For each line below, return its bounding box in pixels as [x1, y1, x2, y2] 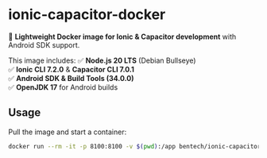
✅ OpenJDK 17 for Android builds [8, 82, 118, 92]
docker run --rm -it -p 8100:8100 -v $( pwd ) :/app [8, 142, 176, 150]
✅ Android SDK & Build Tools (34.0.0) [8, 73, 134, 83]
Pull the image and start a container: [8, 127, 127, 137]
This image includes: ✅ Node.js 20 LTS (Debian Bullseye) [8, 56, 196, 65]
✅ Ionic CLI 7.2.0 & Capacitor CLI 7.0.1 [8, 64, 135, 74]
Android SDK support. [8, 40, 80, 49]
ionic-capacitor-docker [8, 6, 166, 24]
